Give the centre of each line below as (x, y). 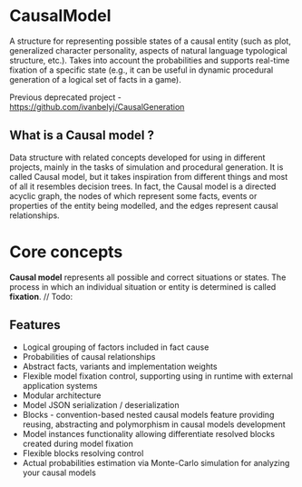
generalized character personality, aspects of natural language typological (148, 50)
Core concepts (66, 252)
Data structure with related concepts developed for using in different (137, 157)
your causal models (59, 472)
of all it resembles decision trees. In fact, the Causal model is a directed (143, 186)
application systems (60, 385)
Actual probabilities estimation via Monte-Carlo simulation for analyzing (156, 462)
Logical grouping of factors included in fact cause (116, 347)
